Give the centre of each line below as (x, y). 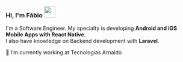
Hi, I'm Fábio (24, 15)
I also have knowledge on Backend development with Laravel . (82, 41)
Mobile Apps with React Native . (46, 35)
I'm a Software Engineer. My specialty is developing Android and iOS (91, 28)
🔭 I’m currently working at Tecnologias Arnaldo (64, 52)
